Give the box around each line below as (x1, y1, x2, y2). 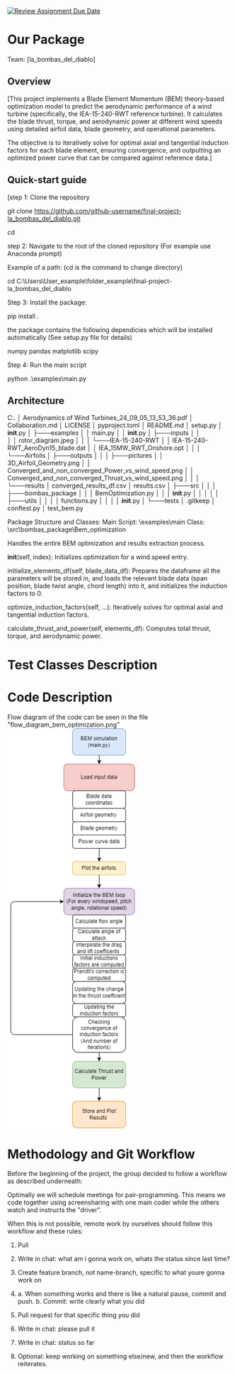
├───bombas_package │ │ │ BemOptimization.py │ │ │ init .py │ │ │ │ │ (7, 489, 219, 498)
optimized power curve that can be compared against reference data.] (7, 153, 212, 162)
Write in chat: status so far (17, 1339, 95, 1347)
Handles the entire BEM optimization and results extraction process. (7, 539, 206, 548)
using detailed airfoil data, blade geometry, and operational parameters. (7, 124, 216, 133)
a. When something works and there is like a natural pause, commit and (17, 1290, 226, 1298)
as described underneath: (7, 1177, 83, 1185)
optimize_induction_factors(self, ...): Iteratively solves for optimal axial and (7, 603, 224, 612)
